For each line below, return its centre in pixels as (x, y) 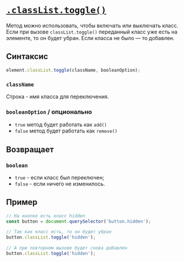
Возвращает (30, 149)
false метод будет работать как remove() (66, 131)
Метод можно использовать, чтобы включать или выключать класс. (92, 25)
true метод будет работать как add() (61, 125)
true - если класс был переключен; (59, 177)
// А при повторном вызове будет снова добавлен (67, 248)
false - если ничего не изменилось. (60, 184)
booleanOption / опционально (49, 112)
